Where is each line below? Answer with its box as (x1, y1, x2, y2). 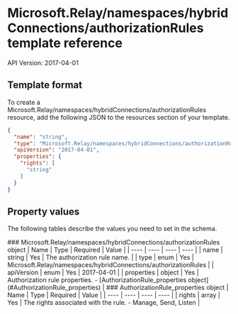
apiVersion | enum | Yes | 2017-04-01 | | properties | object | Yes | (7, 268, 200, 277)
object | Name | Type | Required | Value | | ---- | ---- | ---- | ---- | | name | (7, 246, 223, 254)
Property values (7, 206, 80, 218)
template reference (7, 35, 123, 51)
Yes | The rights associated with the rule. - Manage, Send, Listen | (7, 298, 200, 307)
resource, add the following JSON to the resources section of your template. (7, 113, 230, 121)
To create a (7, 98, 40, 106)
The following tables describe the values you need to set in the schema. (7, 225, 217, 233)
